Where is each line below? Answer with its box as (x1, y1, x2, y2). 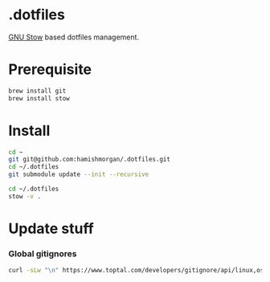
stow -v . (8, 192, 42, 200)
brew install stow (8, 94, 70, 102)
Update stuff (8, 219, 94, 238)
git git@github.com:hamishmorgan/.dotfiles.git (8, 155, 171, 164)
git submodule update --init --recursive (8, 170, 149, 178)
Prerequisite (8, 60, 92, 79)
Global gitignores (8, 247, 77, 259)
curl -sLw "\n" (8, 267, 59, 275)
